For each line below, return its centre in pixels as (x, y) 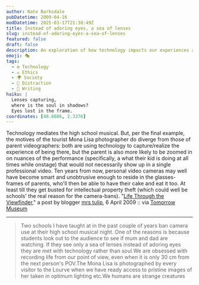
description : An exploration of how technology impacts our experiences (98, 50)
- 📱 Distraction (31, 84)
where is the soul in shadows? (50, 105)
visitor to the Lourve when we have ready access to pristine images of (106, 270)
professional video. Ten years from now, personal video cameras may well (97, 171)
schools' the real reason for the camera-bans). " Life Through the (85, 196)
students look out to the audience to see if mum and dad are (94, 238)
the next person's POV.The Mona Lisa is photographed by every (99, 264)
